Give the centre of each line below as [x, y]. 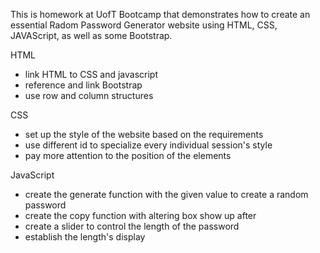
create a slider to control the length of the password [132, 226]
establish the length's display [85, 237]
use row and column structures [89, 95]
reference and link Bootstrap [83, 85]
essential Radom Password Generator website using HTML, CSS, [144, 25]
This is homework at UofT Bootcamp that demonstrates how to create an [160, 14]
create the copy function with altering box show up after [140, 215]
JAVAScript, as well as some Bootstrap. [91, 35]
